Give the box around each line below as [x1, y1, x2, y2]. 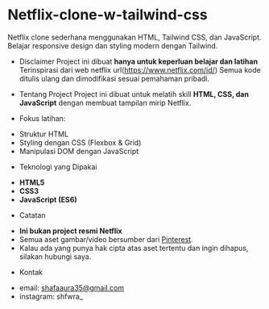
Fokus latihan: [19, 113, 66, 123]
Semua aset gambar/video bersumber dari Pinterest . [19, 234, 194, 244]
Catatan [19, 210, 46, 219]
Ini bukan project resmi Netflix [19, 226, 122, 236]
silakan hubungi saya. [19, 252, 92, 261]
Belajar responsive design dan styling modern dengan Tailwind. [7, 40, 218, 50]
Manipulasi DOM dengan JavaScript [19, 146, 139, 156]
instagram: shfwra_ [19, 291, 84, 301]
